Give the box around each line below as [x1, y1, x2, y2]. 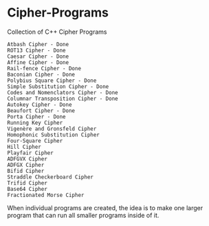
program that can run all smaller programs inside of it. [7, 211, 159, 219]
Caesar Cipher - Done [7, 53, 69, 60]
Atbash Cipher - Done [7, 41, 69, 48]
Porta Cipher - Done [7, 113, 67, 120]
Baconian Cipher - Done [7, 71, 76, 78]
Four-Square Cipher [7, 137, 63, 144]
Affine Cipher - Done [7, 59, 69, 66]
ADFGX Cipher [7, 161, 45, 168]
